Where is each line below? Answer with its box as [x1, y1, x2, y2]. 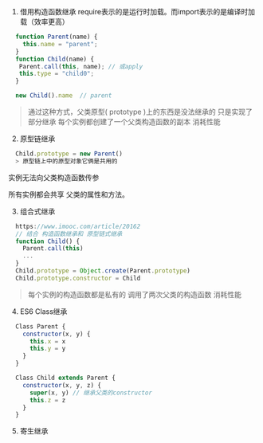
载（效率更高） [19, 17, 69, 26]
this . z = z [29, 396, 66, 404]
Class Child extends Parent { [15, 374, 116, 382]
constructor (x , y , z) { [22, 381, 102, 389]
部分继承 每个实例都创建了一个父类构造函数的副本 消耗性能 [27, 117, 221, 126]
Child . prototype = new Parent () [15, 150, 124, 158]
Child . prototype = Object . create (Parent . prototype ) [15, 267, 191, 275]
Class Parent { [15, 322, 66, 331]
